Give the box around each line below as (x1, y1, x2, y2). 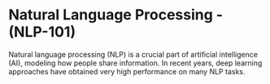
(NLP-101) (8, 23, 76, 41)
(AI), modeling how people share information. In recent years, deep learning (8, 58, 263, 68)
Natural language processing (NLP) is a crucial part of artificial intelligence (8, 49, 259, 59)
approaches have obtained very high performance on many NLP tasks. (8, 66, 246, 76)
